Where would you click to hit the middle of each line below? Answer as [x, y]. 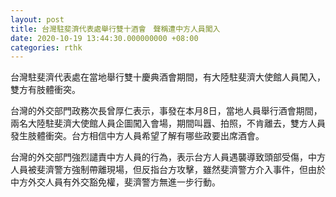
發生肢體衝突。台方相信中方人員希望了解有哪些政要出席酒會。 [137, 136]
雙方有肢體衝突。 [45, 90]
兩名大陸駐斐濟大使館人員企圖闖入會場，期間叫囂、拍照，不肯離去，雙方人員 [168, 123]
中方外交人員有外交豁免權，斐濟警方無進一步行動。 [115, 182]
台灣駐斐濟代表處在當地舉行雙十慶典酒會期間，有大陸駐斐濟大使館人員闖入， [168, 77]
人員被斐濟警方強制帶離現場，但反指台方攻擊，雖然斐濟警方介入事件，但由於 [168, 170]
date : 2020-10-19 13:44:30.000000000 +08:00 [104, 38]
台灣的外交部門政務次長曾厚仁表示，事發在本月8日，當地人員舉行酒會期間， [166, 111]
